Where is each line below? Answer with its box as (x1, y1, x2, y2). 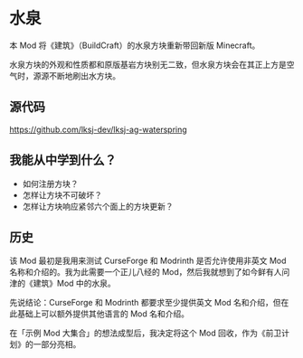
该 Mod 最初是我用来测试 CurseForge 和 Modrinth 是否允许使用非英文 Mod (9, 255, 287, 267)
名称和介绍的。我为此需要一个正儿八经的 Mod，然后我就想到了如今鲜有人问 (9, 267, 290, 278)
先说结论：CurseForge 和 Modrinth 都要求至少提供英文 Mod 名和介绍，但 (9, 297, 282, 308)
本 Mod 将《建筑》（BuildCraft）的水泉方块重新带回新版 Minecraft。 (9, 40, 260, 51)
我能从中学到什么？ (9, 153, 117, 168)
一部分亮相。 (33, 339, 81, 350)
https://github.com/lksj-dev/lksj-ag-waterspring (9, 124, 187, 135)
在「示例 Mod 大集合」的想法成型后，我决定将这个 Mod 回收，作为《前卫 (9, 327, 282, 339)
